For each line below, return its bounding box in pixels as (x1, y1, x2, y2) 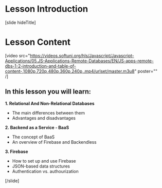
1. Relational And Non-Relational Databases (5, 100, 95, 106)
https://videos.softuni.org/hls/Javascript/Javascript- (30, 53, 134, 58)
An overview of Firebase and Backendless (12, 139, 97, 145)
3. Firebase (5, 149, 28, 154)
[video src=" (5, 53, 30, 58)
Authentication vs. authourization (12, 168, 79, 174)
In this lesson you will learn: (5, 88, 91, 96)
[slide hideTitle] (5, 19, 36, 25)
